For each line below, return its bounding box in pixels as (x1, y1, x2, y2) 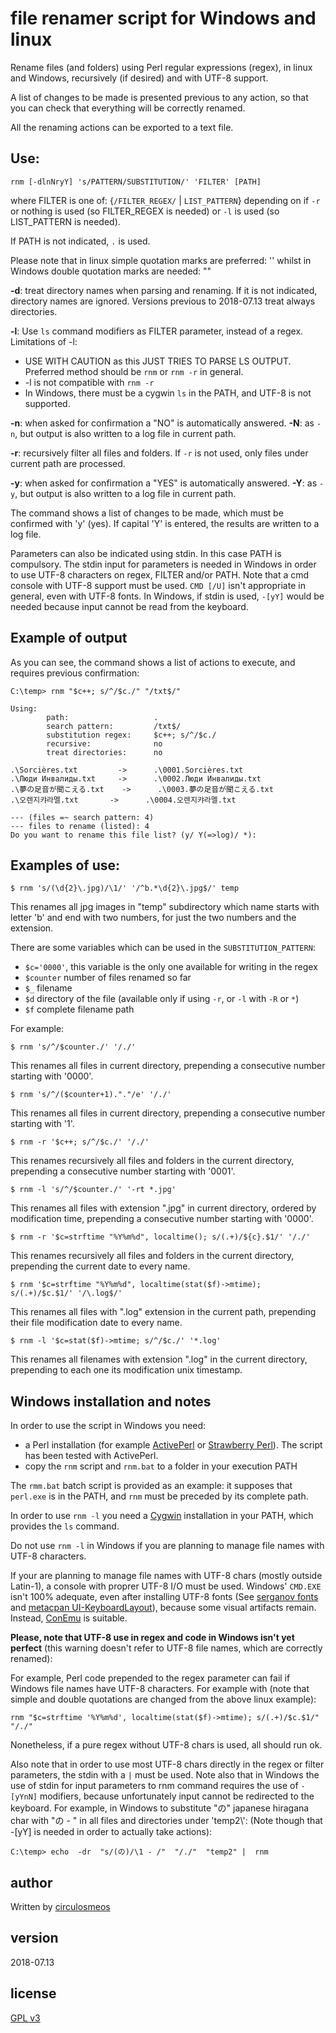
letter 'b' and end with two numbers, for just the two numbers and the (10, 912, 297, 924)
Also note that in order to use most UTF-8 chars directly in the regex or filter (10, 1758, 325, 1771)
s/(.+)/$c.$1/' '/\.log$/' (10, 1288, 123, 1299)
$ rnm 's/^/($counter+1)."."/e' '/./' (10, 1090, 172, 1100)
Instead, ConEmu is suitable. (10, 1612, 128, 1624)
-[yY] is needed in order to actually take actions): (10, 1826, 213, 1838)
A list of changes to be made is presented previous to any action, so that (10, 91, 309, 103)
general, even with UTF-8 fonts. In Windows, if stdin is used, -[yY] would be (10, 590, 325, 602)
